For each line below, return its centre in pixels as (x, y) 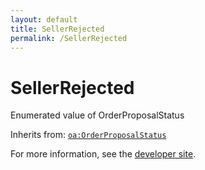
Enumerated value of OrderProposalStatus (97, 115)
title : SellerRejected (57, 29)
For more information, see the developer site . (103, 154)
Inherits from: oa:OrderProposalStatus (88, 135)
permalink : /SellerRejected (69, 38)
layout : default (44, 19)
